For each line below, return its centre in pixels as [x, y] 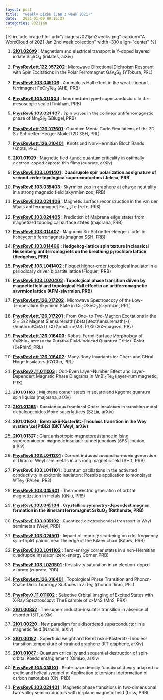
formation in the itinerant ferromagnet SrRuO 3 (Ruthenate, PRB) [78, 511]
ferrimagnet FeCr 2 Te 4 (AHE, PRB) [46, 89]
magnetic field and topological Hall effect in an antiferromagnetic [80, 286]
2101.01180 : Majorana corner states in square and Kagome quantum [81, 392]
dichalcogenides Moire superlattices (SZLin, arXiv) [63, 412]
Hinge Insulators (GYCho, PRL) [43, 361]
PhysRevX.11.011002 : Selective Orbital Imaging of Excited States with [83, 595]
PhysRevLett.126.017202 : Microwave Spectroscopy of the [72, 300]
